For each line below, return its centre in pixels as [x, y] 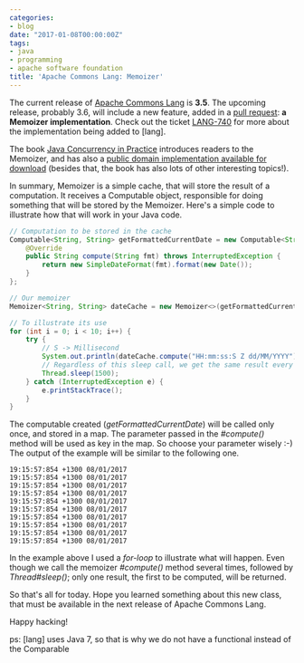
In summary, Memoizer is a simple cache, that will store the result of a [140, 186]
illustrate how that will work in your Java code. [96, 215]
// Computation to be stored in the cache [90, 231]
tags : [19, 43]
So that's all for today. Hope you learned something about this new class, [146, 595]
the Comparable [39, 649]
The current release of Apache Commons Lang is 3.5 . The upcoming [138, 102]
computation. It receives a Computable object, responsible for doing [137, 195]
